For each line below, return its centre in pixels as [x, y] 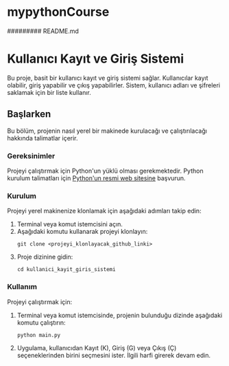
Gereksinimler [31, 155]
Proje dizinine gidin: [45, 257]
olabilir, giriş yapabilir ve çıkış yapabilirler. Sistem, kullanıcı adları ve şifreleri [114, 85]
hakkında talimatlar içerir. [43, 138]
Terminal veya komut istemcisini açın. [70, 224]
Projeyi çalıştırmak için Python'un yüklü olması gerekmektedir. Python [105, 171]
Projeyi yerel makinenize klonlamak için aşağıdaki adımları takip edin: [104, 211]
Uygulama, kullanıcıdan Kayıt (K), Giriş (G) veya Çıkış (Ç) [97, 347]
